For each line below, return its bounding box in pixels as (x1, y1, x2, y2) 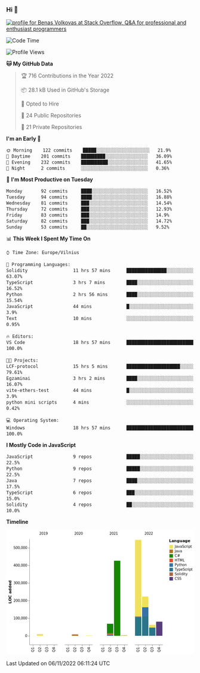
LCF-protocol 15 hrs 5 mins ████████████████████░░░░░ (6, 364, 194, 370)
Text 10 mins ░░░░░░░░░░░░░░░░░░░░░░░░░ (6, 316, 194, 322)
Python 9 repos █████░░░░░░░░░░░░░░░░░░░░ (6, 466, 194, 472)
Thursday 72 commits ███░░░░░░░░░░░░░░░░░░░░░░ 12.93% (6, 206, 172, 212)
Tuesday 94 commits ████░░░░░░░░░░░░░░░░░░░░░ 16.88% (6, 194, 172, 200)
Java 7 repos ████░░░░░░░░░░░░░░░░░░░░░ (6, 478, 194, 484)
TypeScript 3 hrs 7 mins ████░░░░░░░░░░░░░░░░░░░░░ (6, 280, 194, 286)
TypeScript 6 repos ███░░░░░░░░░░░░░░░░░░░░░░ (6, 490, 194, 496)
